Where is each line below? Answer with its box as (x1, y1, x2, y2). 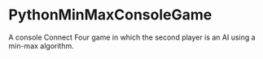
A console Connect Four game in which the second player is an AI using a (8, 32, 256, 42)
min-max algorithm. (8, 40, 75, 50)
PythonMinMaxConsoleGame (8, 6, 213, 24)
